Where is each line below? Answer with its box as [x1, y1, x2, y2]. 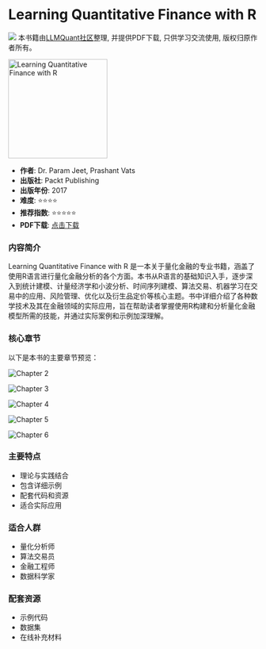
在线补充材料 [19, 632, 62, 642]
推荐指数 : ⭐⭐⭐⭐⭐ [19, 208, 77, 217]
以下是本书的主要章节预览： [8, 352, 99, 362]
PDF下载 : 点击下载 [19, 220, 80, 229]
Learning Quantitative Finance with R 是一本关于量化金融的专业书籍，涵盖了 [8, 262, 256, 271]
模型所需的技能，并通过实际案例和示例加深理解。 [8, 311, 168, 321]
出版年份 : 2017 [19, 185, 67, 195]
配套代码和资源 [19, 490, 69, 500]
